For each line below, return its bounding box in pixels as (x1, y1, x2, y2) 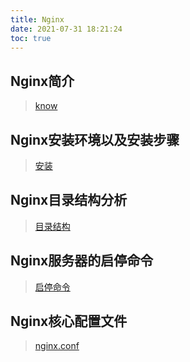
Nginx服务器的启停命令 (10, 252, 154, 270)
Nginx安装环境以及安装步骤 (10, 131, 180, 148)
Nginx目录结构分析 (10, 192, 128, 209)
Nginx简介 (10, 72, 75, 90)
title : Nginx (10, 14, 65, 25)
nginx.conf (34, 340, 80, 352)
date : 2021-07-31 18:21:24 (10, 24, 123, 34)
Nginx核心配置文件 (10, 313, 128, 330)
